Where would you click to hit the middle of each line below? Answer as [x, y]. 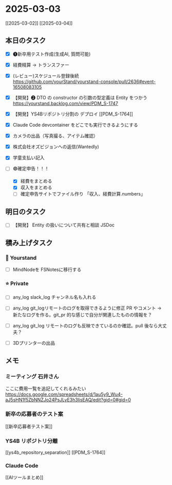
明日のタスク [26, 212]
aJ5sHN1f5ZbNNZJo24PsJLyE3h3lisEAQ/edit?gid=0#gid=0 [68, 400]
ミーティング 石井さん [32, 376]
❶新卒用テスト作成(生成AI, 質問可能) [52, 54]
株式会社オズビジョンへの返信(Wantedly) [56, 147]
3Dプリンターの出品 [34, 343]
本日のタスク [26, 41]
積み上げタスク [29, 242]
